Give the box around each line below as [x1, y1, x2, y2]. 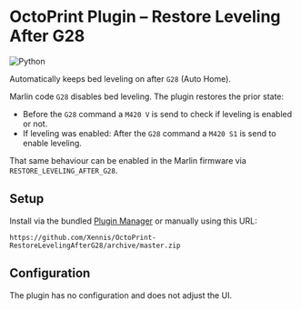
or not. [22, 118, 48, 129]
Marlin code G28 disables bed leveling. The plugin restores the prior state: [9, 91, 285, 102]
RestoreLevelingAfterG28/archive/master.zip [9, 241, 181, 250]
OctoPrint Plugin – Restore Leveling [9, 6, 281, 27]
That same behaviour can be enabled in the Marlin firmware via [9, 155, 247, 165]
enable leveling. [22, 137, 82, 148]
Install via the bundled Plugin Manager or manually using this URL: [9, 215, 257, 226]
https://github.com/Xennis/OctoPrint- [9, 233, 156, 242]
